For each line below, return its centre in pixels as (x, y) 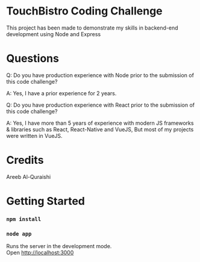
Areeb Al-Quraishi (29, 176)
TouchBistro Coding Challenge (84, 11)
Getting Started (46, 201)
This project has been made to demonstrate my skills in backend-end (92, 28)
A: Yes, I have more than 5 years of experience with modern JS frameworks (100, 123)
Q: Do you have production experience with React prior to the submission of (101, 105)
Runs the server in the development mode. (59, 246)
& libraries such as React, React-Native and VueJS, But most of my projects (100, 129)
